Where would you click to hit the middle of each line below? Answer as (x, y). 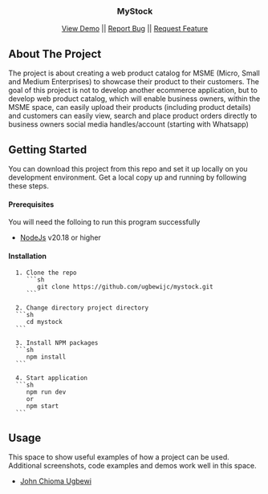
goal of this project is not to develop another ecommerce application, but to (133, 91)
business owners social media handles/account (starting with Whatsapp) (128, 124)
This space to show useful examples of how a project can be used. (119, 457)
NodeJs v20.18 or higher (61, 237)
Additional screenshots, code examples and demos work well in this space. (132, 466)
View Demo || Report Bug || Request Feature (135, 29)
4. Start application (52, 379)
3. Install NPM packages (57, 343)
